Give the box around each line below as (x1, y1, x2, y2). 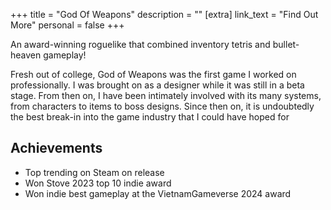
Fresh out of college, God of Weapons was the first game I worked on (10, 69, 297, 80)
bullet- (272, 39, 300, 50)
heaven (10, 49, 42, 61)
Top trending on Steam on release (24, 166, 165, 178)
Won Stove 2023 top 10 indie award (24, 177, 172, 189)
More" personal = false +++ (10, 19, 125, 31)
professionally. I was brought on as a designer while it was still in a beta (10, 79, 305, 91)
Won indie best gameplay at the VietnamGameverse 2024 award (24, 187, 292, 199)
